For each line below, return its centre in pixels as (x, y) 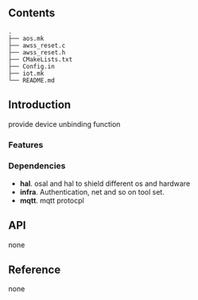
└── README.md (32, 80)
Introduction (40, 105)
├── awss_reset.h (37, 52)
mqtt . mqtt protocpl (52, 200)
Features (26, 144)
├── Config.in (32, 66)
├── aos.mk (26, 38)
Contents (32, 13)
